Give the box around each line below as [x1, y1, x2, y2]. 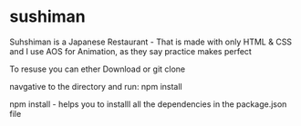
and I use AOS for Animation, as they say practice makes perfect [9, 45, 253, 56]
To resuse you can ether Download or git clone [9, 63, 186, 74]
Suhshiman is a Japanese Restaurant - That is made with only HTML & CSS [9, 36, 293, 47]
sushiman [9, 6, 87, 27]
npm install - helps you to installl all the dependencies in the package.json [9, 98, 287, 110]
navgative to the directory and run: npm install [9, 81, 182, 92]
